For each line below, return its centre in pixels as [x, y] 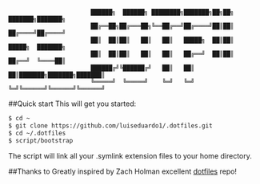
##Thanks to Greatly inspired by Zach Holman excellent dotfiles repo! [123, 171]
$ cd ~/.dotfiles [37, 133]
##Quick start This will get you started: [72, 104]
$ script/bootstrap [41, 140]
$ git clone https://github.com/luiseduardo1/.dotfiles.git [111, 125]
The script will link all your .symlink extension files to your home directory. [130, 155]
